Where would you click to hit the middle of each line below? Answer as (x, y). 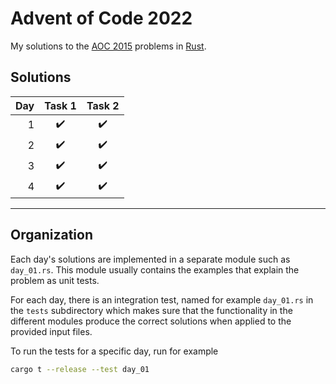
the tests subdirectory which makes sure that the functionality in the (151, 310)
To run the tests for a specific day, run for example (114, 351)
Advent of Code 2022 (101, 18)
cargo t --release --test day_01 (80, 369)
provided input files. (51, 331)
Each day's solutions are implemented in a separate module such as (150, 259)
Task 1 (60, 105)
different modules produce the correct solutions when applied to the (151, 321)
